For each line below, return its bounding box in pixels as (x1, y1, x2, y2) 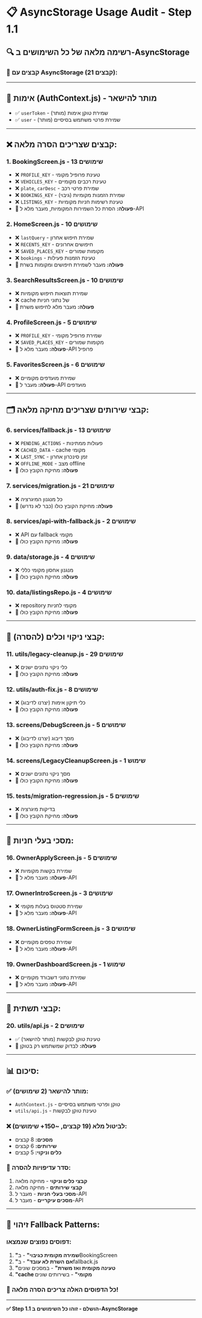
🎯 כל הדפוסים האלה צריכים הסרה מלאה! (6, 1285, 119, 1294)
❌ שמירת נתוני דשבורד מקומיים (14, 973, 86, 981)
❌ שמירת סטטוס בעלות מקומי (14, 902, 83, 910)
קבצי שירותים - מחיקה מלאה (14, 1184, 83, 1191)
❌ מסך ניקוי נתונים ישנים (14, 770, 71, 778)
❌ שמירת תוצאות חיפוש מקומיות (14, 289, 88, 296)
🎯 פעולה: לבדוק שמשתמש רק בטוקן (14, 1042, 97, 1049)
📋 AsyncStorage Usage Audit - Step (6, 5, 192, 19)
